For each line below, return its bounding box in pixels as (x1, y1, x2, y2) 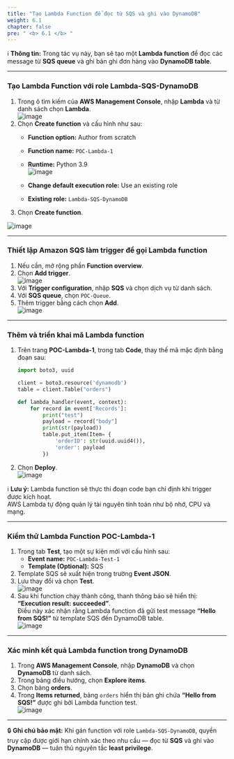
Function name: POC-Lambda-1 (27, 146, 114, 154)
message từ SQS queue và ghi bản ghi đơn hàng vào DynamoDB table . (7, 57, 212, 66)
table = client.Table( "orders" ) (17, 386, 111, 393)
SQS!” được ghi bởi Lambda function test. (17, 698, 138, 707)
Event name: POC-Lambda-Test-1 (27, 554, 120, 563)
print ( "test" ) (42, 412, 84, 419)
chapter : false (7, 23, 52, 30)
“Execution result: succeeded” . (17, 599, 111, 607)
